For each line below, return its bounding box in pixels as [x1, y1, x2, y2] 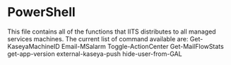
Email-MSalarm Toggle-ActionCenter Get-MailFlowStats [61, 42, 224, 50]
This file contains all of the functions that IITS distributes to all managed [7, 27, 217, 36]
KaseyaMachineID [7, 42, 60, 50]
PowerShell [7, 4, 76, 20]
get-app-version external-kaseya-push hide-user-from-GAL [7, 50, 182, 58]
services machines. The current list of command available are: [7, 34, 189, 43]
